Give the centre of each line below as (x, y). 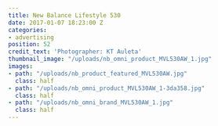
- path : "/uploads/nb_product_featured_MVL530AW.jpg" (98, 74)
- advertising (31, 37)
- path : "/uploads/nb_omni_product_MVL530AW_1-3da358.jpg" (107, 88)
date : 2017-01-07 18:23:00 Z (56, 23)
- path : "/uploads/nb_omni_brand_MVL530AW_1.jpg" (91, 103)
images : (21, 67)
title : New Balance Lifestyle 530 (65, 15)
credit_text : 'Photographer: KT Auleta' (75, 52)
